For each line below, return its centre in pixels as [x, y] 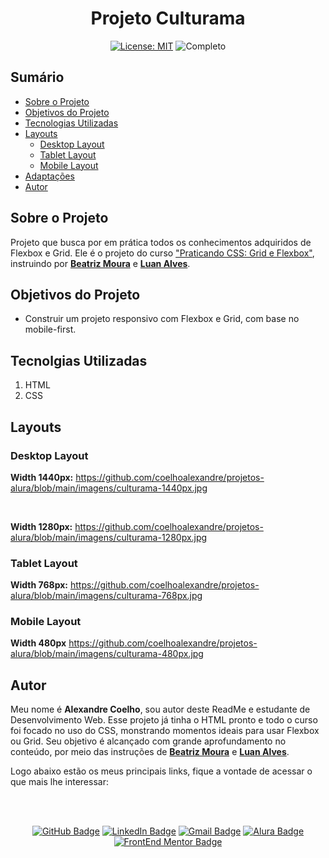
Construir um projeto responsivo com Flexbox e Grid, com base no [162, 319]
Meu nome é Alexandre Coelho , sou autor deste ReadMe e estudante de [160, 709]
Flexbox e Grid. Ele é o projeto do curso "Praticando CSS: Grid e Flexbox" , [162, 253]
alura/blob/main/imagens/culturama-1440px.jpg [109, 488]
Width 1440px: [42, 477]
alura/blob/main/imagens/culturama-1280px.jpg [109, 537]
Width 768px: [39, 585]
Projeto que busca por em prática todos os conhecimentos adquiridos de [161, 242]
